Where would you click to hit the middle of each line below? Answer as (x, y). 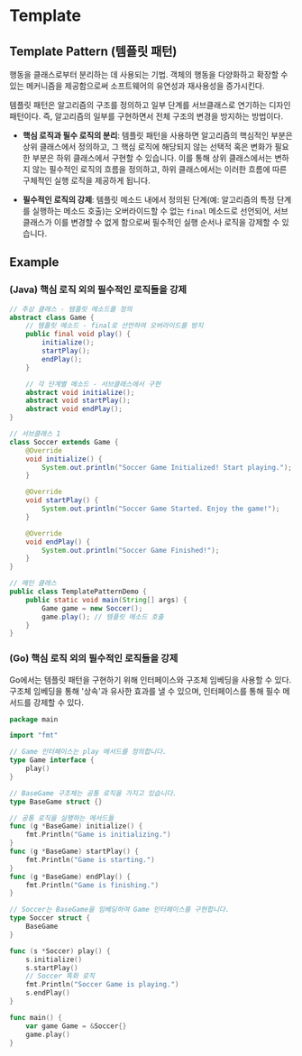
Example (34, 262)
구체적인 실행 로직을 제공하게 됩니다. (86, 180)
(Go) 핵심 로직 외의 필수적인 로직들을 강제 (94, 658)
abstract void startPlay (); (78, 401)
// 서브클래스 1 (35, 434)
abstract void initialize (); (80, 392)
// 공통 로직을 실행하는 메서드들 (62, 818)
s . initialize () (54, 960)
